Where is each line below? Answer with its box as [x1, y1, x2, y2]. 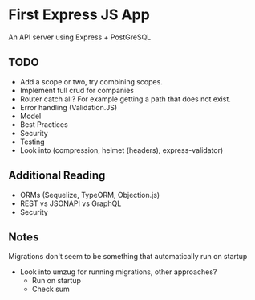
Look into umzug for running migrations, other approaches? [19, 267, 217, 277]
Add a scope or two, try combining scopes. [19, 76, 163, 86]
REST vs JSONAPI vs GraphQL [19, 199, 122, 208]
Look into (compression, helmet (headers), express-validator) [19, 145, 224, 154]
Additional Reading [8, 169, 106, 183]
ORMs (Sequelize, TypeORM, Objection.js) [19, 190, 160, 199]
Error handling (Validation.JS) [19, 102, 118, 112]
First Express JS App [8, 6, 150, 24]
